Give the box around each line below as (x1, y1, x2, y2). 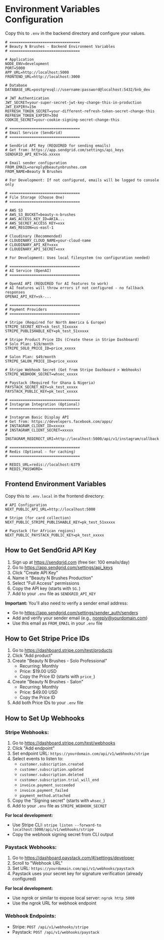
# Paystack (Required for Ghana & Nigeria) (5, 380, 96, 385)
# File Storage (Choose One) (5, 195, 65, 200)
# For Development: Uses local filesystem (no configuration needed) (5, 255, 151, 260)
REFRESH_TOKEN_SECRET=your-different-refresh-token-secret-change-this (5, 108, 155, 114)
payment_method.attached (19, 793, 71, 799)
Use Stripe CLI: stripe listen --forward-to (12, 822, 102, 828)
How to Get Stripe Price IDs (5, 634, 90, 642)
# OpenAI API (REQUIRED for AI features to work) (5, 281, 109, 286)
